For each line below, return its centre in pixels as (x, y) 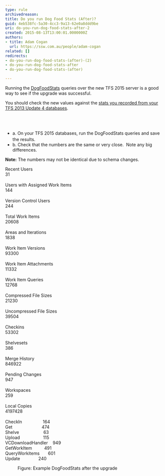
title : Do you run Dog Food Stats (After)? (51, 19)
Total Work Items (22, 216)
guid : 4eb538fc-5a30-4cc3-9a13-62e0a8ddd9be (52, 24)
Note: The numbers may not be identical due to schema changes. (72, 159)
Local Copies (19, 406)
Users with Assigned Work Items (38, 185)
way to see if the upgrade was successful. (48, 93)
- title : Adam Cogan (27, 42)
